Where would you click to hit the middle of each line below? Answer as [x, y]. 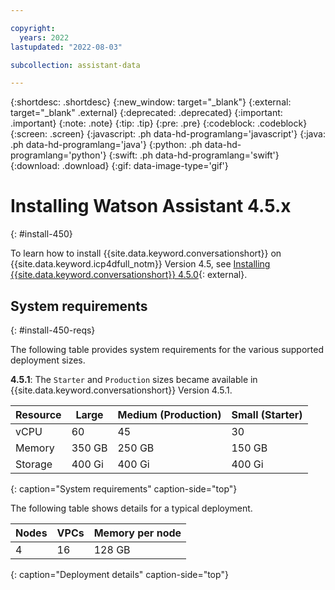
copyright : [33, 28]
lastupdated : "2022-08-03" [66, 47]
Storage [34, 464]
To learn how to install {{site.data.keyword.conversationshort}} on [146, 253]
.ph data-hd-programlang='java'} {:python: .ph [106, 145]
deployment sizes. [48, 360]
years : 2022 [44, 37]
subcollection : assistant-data [75, 65]
